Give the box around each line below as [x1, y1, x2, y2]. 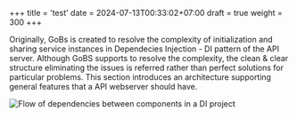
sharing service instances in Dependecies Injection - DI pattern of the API [9, 43, 279, 54]
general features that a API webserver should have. [9, 82, 198, 91]
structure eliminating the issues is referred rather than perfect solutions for [9, 62, 284, 73]
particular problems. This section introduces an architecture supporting [9, 72, 272, 83]
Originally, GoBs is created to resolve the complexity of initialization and [9, 35, 274, 44]
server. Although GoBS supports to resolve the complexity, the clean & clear [9, 53, 289, 63]
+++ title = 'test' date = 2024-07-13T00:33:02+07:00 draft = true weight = [9, 8, 284, 18]
